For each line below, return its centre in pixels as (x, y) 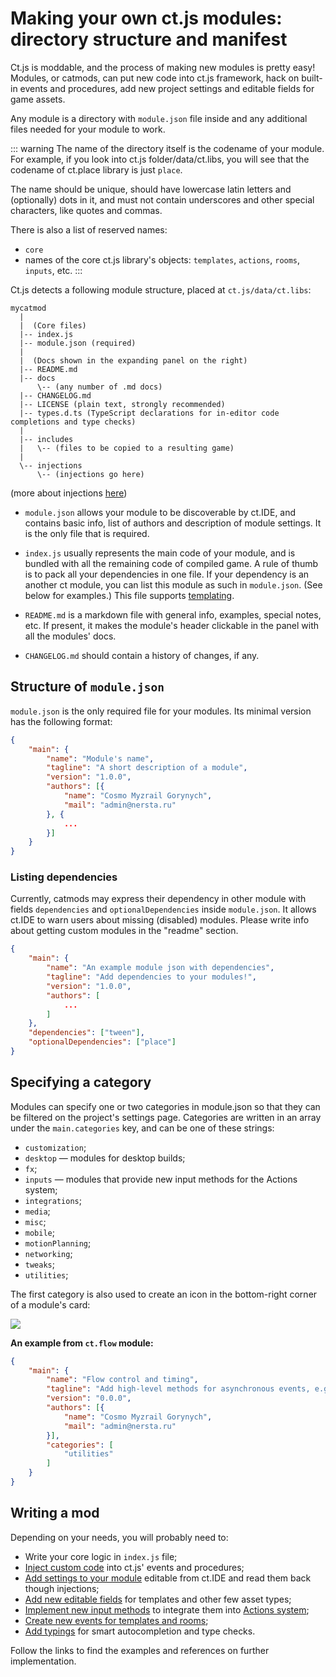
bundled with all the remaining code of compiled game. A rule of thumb (171, 563)
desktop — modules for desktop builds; (105, 1158)
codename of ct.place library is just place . (96, 169)
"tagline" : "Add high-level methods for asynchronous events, (178, 1389)
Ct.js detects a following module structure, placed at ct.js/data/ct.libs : (161, 289)
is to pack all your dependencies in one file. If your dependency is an (167, 574)
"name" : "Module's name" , (100, 758)
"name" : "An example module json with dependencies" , (160, 968)
